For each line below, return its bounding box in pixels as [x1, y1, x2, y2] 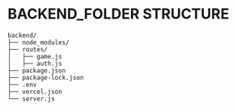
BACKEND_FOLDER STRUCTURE [7, 5, 230, 23]
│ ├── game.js [7, 52, 62, 60]
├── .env [7, 80, 37, 88]
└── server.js [7, 94, 56, 103]
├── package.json [7, 66, 66, 75]
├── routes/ [7, 45, 48, 53]
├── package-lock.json [7, 73, 84, 81]
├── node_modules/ [7, 38, 70, 47]
